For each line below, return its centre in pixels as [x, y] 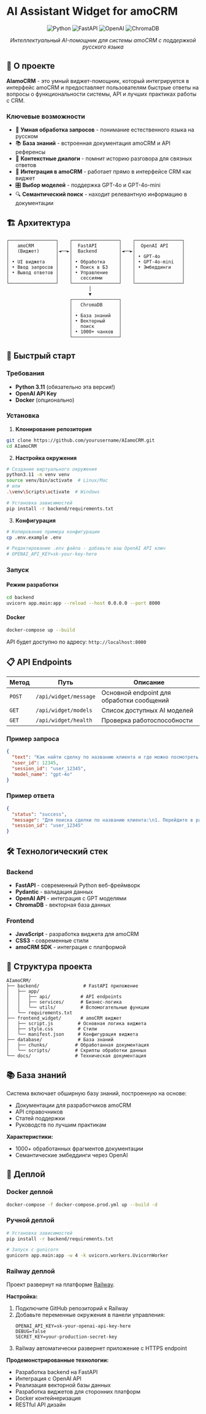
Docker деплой [30, 1192]
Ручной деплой [30, 1221]
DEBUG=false [30, 1332]
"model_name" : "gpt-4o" [42, 774]
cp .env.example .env [34, 537]
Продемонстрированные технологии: [58, 1360]
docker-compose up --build [41, 630]
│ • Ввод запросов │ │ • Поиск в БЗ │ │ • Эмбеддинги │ [96, 267]
